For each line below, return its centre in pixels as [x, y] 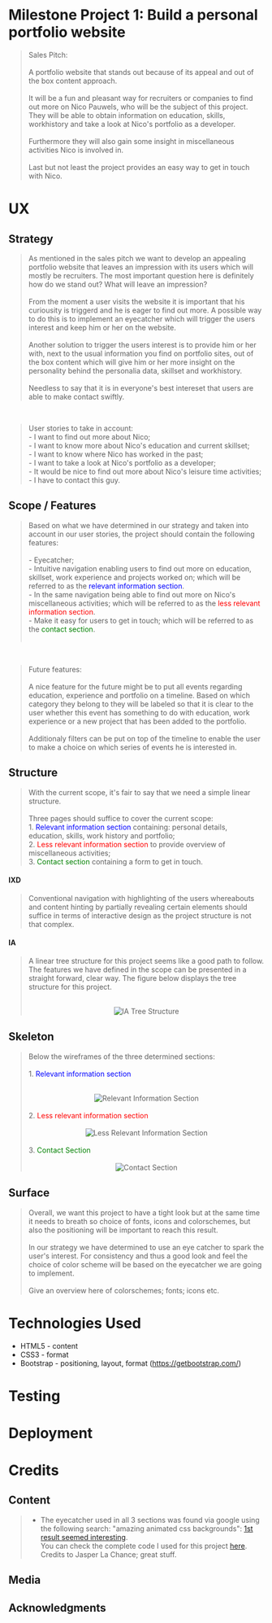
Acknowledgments [58, 1608]
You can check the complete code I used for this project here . [144, 1546]
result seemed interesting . [84, 1537]
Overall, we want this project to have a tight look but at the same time [144, 1212]
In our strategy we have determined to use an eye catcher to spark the [146, 1247]
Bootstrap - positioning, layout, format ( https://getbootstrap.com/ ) [131, 1363]
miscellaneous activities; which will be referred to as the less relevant [144, 603]
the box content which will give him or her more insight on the [132, 362]
